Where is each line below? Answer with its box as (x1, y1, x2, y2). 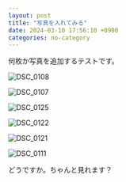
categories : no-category (8, 33, 90, 42)
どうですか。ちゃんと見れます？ (8, 165, 113, 175)
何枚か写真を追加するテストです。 (8, 56, 119, 66)
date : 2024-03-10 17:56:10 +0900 (8, 26, 119, 34)
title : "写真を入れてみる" (8, 19, 88, 27)
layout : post (8, 11, 52, 20)
